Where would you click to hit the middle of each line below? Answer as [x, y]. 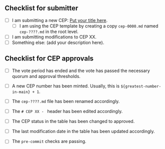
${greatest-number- [141, 86]
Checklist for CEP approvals [49, 59]
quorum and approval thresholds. [46, 76]
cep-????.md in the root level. [49, 31]
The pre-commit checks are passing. [49, 141]
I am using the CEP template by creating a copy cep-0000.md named [89, 26]
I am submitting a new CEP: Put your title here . [60, 20]
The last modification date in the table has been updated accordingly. [83, 131]
